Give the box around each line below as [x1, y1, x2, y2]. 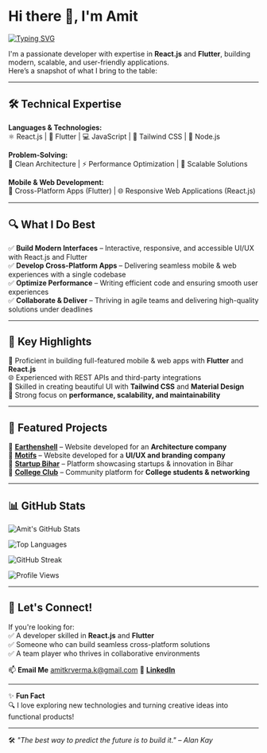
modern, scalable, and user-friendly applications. [8, 57, 169, 67]
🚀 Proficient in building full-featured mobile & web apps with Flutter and [8, 356, 244, 366]
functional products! [8, 712, 75, 721]
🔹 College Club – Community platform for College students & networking [8, 468, 250, 477]
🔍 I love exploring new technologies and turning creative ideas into [8, 700, 229, 710]
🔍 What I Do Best [8, 218, 95, 232]
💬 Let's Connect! [8, 601, 93, 614]
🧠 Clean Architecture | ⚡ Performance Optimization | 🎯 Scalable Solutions [8, 159, 248, 168]
